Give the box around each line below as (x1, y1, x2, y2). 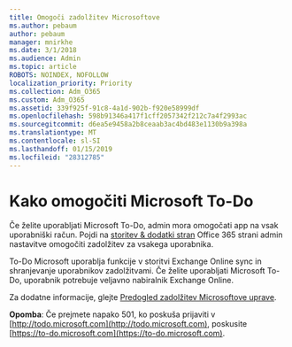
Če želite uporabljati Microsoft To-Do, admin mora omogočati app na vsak (9, 220, 279, 231)
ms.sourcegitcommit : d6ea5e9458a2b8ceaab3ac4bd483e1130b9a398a (9, 120, 248, 129)
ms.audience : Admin (9, 54, 81, 63)
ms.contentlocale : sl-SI (9, 136, 101, 145)
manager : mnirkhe (9, 37, 73, 47)
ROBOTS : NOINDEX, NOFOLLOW (9, 71, 109, 80)
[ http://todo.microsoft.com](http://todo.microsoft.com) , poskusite (9, 319, 248, 329)
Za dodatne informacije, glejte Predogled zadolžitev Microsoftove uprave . (9, 292, 277, 303)
